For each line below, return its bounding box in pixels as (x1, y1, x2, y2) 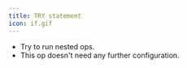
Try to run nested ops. (20, 41, 95, 51)
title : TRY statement (8, 11, 82, 20)
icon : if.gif (8, 19, 53, 28)
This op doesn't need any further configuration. (20, 50, 180, 60)
